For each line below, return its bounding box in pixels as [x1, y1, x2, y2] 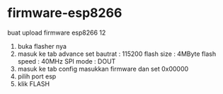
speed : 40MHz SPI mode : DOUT [17, 57, 116, 65]
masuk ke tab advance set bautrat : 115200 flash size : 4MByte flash [17, 49, 217, 58]
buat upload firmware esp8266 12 [7, 28, 106, 37]
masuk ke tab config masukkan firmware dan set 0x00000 [17, 64, 189, 73]
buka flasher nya [17, 42, 67, 50]
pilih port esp [17, 72, 57, 81]
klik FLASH [17, 79, 50, 88]
